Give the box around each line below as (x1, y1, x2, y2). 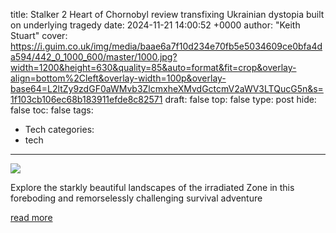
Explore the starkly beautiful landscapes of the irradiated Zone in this (10, 182, 295, 193)
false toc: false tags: (10, 104, 94, 116)
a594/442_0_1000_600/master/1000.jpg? (10, 51, 178, 63)
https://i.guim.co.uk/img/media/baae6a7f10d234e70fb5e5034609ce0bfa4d (10, 40, 323, 52)
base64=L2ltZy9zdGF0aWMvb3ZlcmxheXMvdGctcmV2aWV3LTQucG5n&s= (10, 83, 324, 94)
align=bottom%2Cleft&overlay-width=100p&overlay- (10, 72, 227, 84)
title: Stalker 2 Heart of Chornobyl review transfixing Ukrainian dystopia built (10, 9, 325, 20)
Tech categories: (24, 124, 95, 135)
